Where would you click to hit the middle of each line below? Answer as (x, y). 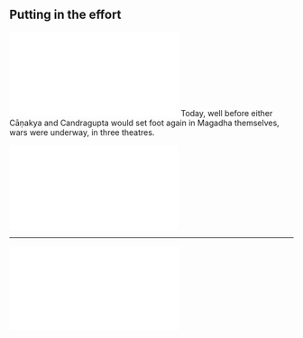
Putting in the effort (65, 15)
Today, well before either (226, 113)
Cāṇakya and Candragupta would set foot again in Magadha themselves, (144, 123)
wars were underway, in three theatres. (82, 132)
